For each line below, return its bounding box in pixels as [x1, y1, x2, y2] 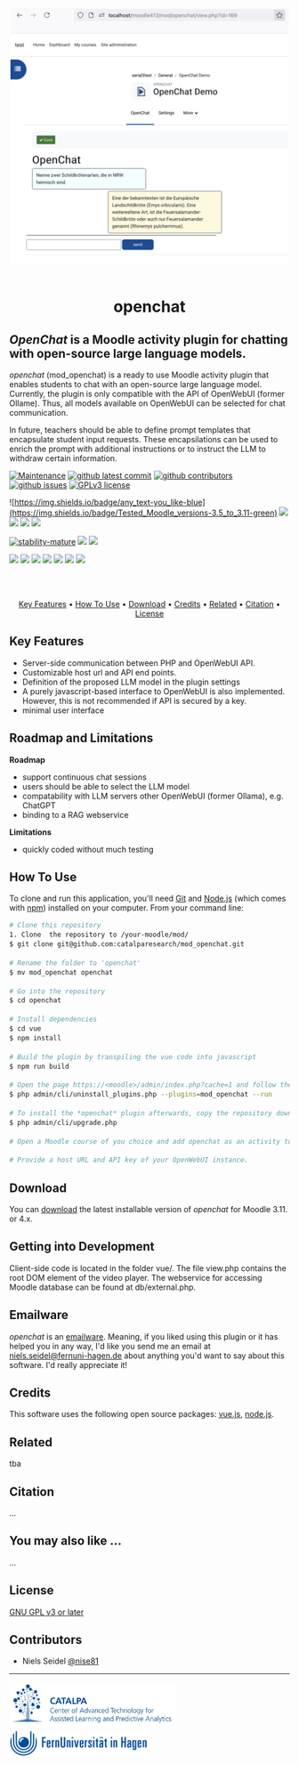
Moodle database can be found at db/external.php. [9, 1282, 197, 1292]
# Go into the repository [9, 986, 105, 996]
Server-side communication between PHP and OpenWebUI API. [21, 657, 255, 668]
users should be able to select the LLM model [21, 781, 190, 791]
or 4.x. [9, 1213, 33, 1224]
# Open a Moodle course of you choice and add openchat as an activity [9, 1137, 280, 1146]
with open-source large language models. [9, 345, 246, 361]
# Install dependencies [9, 1015, 98, 1024]
